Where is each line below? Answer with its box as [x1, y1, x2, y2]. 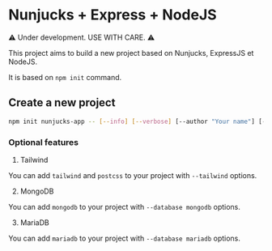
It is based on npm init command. [8, 72, 122, 82]
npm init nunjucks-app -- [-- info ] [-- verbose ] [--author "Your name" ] [8, 117, 255, 125]
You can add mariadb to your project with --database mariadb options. [8, 233, 241, 243]
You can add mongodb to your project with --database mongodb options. [8, 202, 241, 211]
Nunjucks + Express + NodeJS [8, 6, 217, 24]
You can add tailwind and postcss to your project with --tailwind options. [8, 170, 257, 180]
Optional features [8, 136, 79, 147]
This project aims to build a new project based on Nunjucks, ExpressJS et [8, 48, 254, 57]
